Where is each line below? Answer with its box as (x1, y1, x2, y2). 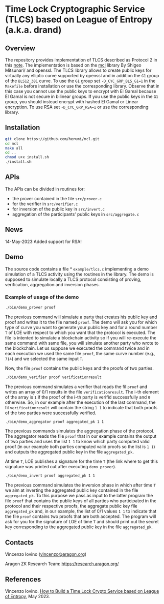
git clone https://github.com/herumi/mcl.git (5, 136, 99, 141)
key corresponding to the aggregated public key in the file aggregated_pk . (5, 524, 153, 530)
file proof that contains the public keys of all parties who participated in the (5, 498, 157, 504)
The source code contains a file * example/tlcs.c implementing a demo (5, 266, 149, 272)
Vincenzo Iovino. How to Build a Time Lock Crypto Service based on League (5, 588, 159, 594)
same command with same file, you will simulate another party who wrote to (5, 340, 159, 346)
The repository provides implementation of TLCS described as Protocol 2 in (5, 57, 158, 62)
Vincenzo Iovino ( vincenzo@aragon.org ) (5, 551, 87, 557)
